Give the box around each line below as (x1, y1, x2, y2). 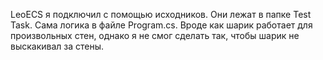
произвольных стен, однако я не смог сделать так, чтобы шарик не (10, 30, 300, 41)
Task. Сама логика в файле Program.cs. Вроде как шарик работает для (10, 19, 313, 31)
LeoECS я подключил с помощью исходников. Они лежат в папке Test (10, 9, 312, 20)
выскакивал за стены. (10, 40, 105, 52)
